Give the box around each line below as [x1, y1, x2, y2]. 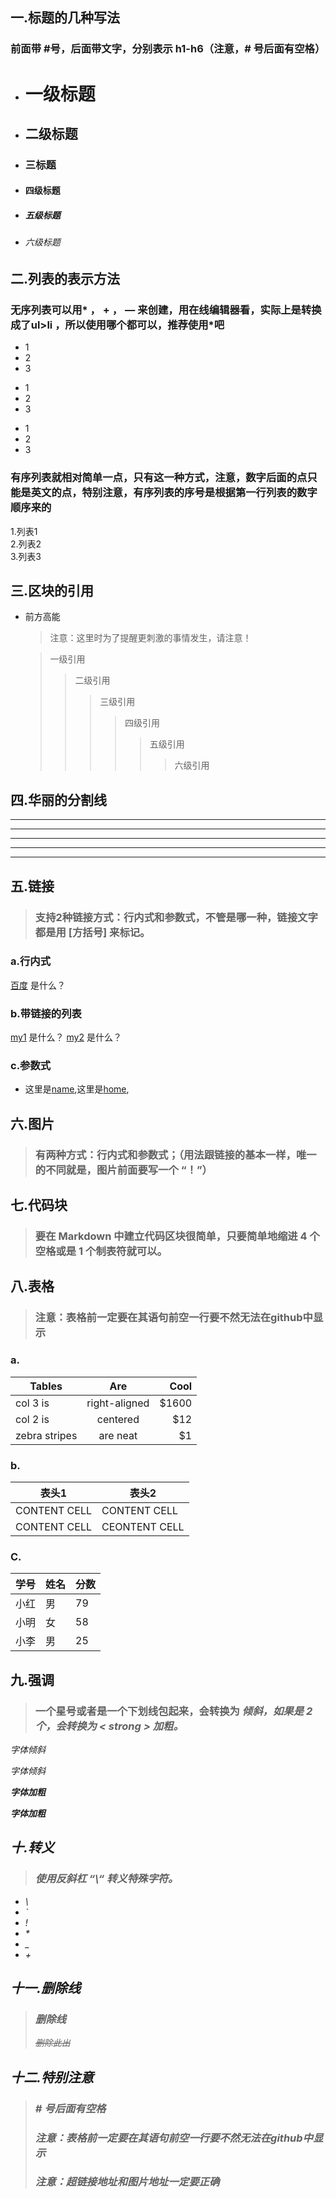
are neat [98, 1428, 138, 1442]
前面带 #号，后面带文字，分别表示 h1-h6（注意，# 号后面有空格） [10, 42, 326, 56]
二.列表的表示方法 [10, 270, 121, 287]
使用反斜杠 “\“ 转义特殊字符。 [34, 1872, 179, 1886]
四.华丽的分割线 [10, 791, 108, 808]
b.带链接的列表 [10, 1006, 82, 1020]
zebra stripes [15, 1428, 78, 1442]
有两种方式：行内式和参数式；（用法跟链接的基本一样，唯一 [34, 1148, 317, 1162]
